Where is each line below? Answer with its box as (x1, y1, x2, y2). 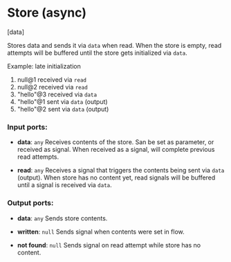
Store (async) (7, 5, 86, 21)
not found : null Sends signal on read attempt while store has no (17, 241, 201, 249)
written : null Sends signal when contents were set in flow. (17, 227, 185, 236)
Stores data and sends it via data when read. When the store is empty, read (7, 41, 222, 49)
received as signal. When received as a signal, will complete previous (17, 146, 215, 154)
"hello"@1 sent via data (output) (17, 97, 109, 105)
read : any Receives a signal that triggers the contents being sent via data (17, 166, 225, 175)
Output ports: (7, 198, 54, 208)
